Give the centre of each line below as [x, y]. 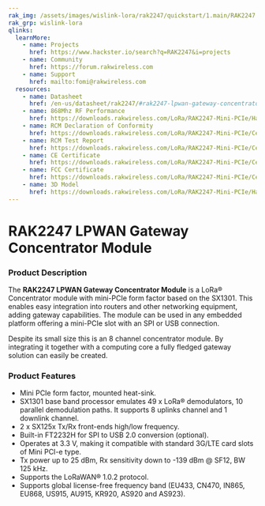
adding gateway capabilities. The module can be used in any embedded [125, 315]
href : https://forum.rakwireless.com [91, 67]
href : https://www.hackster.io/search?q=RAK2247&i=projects [130, 52]
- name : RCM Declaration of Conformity [88, 126]
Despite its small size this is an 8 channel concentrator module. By [116, 339]
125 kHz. [34, 469]
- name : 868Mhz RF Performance [74, 111]
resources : [33, 89]
